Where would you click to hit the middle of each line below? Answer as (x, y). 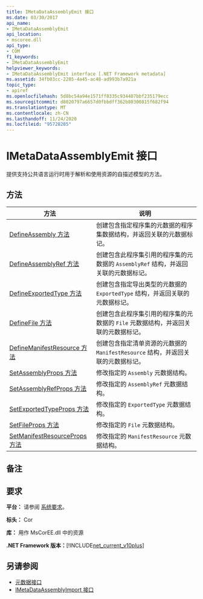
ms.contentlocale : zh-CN (37, 113)
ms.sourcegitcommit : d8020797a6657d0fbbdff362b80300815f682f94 (88, 102)
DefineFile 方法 (31, 322)
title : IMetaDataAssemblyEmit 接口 (50, 12)
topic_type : (21, 85)
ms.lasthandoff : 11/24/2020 (42, 119)
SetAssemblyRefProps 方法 (48, 388)
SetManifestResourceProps (48, 436)
